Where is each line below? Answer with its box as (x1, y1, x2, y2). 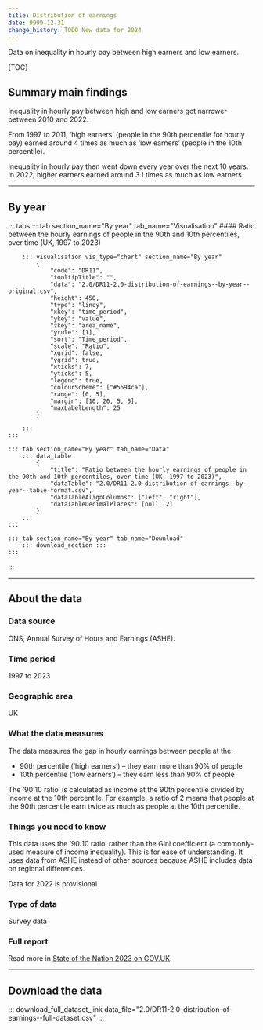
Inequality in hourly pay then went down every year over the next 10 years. (8, 162, 249, 171)
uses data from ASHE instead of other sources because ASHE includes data (8, 855, 253, 864)
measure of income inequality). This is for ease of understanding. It (26, 847, 243, 857)
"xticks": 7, (49, 363, 92, 371)
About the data (8, 592, 83, 605)
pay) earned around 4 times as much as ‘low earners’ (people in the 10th (8, 138, 243, 148)
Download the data (8, 984, 103, 997)
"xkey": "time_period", (49, 308, 128, 316)
